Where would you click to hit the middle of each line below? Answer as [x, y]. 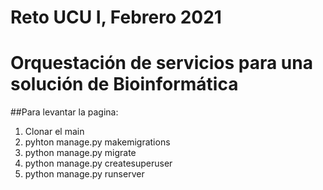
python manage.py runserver [84, 174]
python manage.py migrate [80, 153]
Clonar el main [54, 132]
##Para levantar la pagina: [64, 112]
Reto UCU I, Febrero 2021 [116, 17]
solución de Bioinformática [124, 84]
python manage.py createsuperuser [98, 163]
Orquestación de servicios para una [161, 63]
